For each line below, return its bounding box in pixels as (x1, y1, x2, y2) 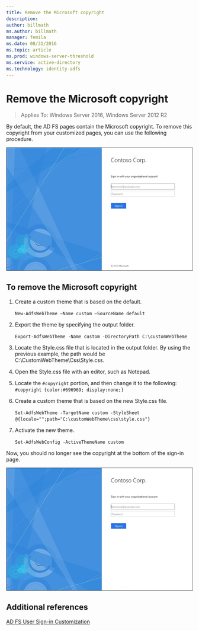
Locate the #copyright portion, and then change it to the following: (14, 379, 177, 386)
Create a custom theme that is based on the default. (14, 298, 142, 305)
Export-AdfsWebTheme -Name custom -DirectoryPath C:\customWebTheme (14, 334, 188, 339)
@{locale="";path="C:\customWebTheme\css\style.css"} (14, 416, 150, 422)
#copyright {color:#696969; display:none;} (14, 387, 124, 393)
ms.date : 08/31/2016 (6, 41, 57, 47)
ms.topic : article (6, 47, 52, 53)
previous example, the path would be (14, 350, 105, 357)
